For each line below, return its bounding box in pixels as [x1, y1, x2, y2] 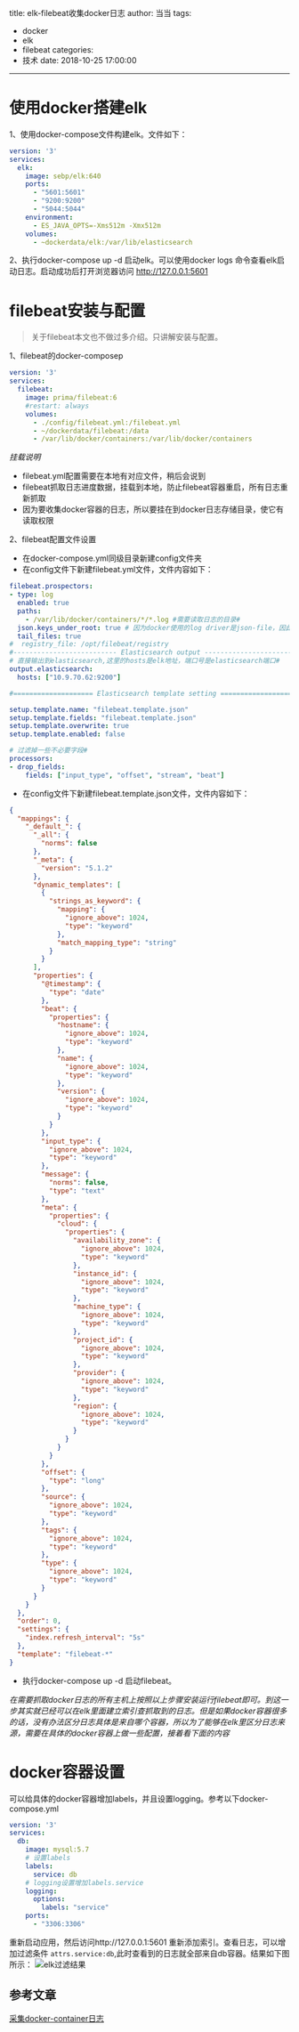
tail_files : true [17, 631, 82, 641]
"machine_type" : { [72, 1302, 141, 1311]
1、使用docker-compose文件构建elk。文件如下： [9, 128, 188, 140]
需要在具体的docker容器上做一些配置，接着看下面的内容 [24, 1728, 230, 1738]
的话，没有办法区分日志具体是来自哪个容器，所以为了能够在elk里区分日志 [9, 1716, 278, 1727]
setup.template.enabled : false [9, 730, 125, 739]
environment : [25, 213, 74, 222]
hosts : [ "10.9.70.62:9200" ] [17, 673, 122, 682]
